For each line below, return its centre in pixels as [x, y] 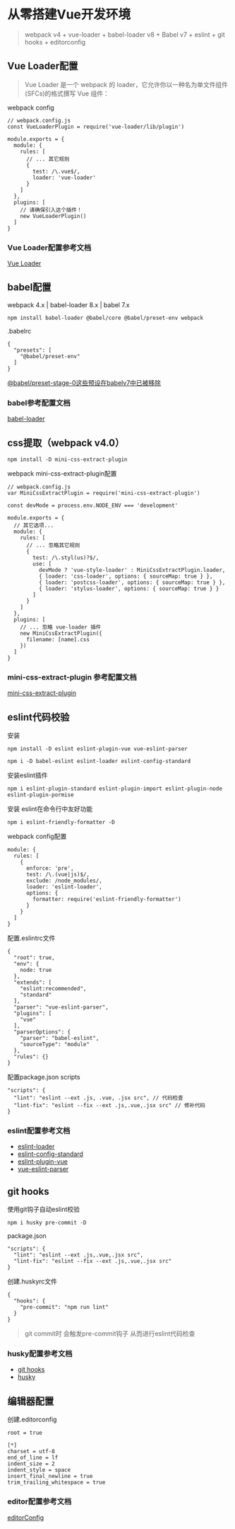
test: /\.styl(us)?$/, [66, 557]
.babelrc [19, 331]
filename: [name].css [58, 639]
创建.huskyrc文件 [32, 1281]
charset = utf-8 [31, 1452]
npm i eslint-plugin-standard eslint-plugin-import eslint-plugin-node [115, 789]
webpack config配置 [37, 837]
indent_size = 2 [31, 1464]
